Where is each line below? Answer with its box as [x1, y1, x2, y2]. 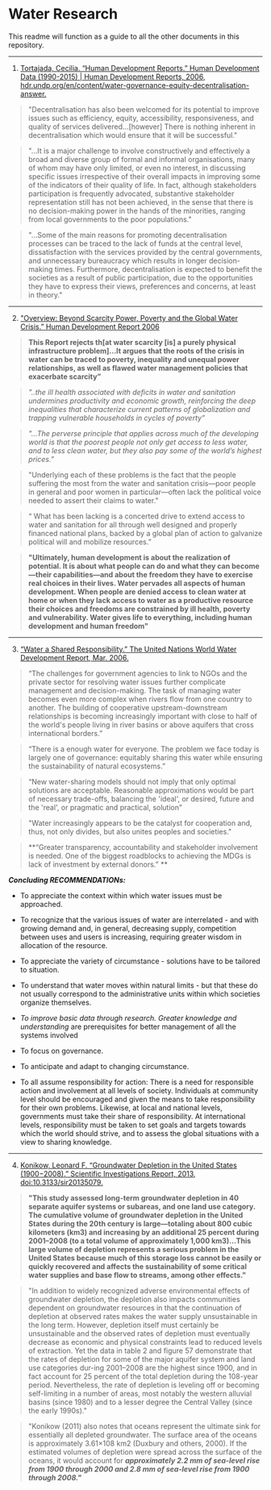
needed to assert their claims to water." [27, 495, 159, 505]
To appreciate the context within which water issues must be [19, 890, 223, 900]
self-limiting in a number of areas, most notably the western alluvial [27, 1388, 252, 1398]
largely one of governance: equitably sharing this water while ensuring [27, 752, 263, 762]
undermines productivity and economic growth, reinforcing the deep [27, 396, 256, 406]
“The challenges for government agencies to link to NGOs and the [27, 668, 248, 678]
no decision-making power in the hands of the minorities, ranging [27, 206, 246, 215]
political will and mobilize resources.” [27, 537, 152, 547]
